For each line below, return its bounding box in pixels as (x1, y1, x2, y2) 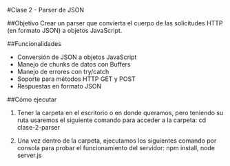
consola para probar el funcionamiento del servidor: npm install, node (17, 144, 216, 152)
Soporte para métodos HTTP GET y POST (17, 75, 136, 83)
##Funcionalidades (7, 40, 62, 47)
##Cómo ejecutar (7, 95, 57, 104)
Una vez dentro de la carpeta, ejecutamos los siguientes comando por (17, 137, 217, 145)
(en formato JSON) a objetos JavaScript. (7, 27, 123, 34)
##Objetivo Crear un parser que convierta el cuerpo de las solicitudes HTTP (7, 19, 223, 27)
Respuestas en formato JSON (17, 82, 102, 90)
